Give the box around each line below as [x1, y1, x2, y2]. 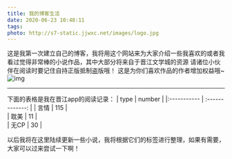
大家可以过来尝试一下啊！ [7, 144, 80, 153]
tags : [7, 23, 23, 30]
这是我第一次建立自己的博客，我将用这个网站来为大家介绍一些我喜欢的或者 [7, 49, 219, 57]
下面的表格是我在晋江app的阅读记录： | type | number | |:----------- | [7, 95, 204, 104]
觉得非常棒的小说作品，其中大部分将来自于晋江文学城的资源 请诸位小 [19, 58, 215, 66]
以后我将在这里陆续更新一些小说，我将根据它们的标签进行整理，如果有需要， [7, 135, 225, 144]
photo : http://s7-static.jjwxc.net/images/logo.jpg [7, 29, 159, 37]
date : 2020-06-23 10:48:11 [7, 17, 85, 24]
